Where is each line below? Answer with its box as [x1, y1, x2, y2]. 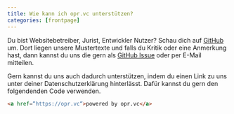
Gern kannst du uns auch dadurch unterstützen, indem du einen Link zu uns [7, 71, 227, 80]
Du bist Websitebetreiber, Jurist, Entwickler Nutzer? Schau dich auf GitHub [7, 36, 224, 44]
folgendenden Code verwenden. [7, 87, 101, 95]
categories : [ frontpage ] [7, 17, 80, 24]
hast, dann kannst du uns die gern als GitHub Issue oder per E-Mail [7, 50, 202, 59]
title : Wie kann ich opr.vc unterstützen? [7, 10, 134, 17]
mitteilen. [7, 58, 34, 66]
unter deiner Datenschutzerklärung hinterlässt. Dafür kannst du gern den [7, 79, 219, 87]
